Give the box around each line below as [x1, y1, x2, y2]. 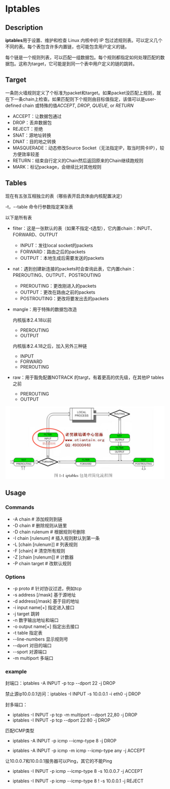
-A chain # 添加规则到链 [12, 516, 62, 522]
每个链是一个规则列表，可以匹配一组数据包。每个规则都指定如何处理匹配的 [5, 54, 160, 60]
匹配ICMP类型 [5, 728, 34, 734]
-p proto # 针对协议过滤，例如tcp [12, 585, 82, 591]
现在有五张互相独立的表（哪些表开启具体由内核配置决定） [5, 193, 125, 199]
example [5, 668, 27, 675]
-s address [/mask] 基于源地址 [12, 591, 76, 598]
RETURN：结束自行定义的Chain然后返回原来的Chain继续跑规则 [12, 157, 144, 164]
